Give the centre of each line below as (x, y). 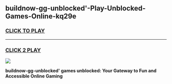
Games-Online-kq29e (41, 17)
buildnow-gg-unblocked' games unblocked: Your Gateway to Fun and (81, 70)
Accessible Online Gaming (34, 76)
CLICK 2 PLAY (23, 50)
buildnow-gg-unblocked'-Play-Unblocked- (76, 8)
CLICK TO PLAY (25, 31)
